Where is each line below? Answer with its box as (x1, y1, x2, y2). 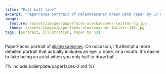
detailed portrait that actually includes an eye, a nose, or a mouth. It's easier (5, 49, 160, 54)
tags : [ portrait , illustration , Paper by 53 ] (5, 30, 100, 35)
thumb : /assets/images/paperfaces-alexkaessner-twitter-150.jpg (9, 25, 145, 30)
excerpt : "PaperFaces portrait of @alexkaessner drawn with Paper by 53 (5, 12, 158, 17)
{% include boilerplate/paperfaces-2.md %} (5, 63, 95, 69)
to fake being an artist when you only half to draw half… (5, 54, 119, 59)
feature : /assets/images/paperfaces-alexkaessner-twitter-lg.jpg (9, 21, 147, 26)
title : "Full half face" (5, 7, 56, 12)
